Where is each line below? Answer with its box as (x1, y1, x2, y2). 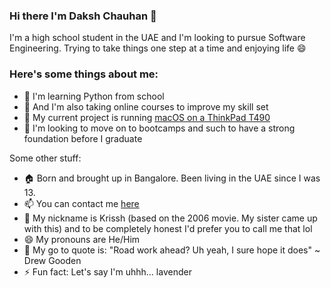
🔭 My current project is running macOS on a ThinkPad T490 (23, 111, 271, 123)
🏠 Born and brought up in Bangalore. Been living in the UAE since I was (23, 172, 321, 184)
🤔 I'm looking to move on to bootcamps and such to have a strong (23, 122, 296, 134)
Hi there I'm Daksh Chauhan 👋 (9, 9, 157, 23)
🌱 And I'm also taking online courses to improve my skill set (23, 100, 269, 113)
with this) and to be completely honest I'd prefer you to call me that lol (23, 222, 313, 234)
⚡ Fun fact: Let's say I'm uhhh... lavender (23, 265, 192, 278)
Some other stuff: (9, 152, 82, 164)
